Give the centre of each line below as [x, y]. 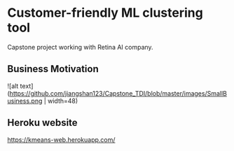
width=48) [63, 101]
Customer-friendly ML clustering [105, 13]
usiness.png [25, 101]
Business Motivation [53, 69]
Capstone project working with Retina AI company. [80, 47]
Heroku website [43, 123]
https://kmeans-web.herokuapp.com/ [61, 139]
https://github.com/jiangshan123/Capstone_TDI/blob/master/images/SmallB [118, 93]
